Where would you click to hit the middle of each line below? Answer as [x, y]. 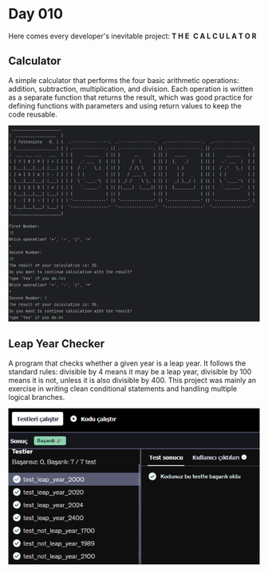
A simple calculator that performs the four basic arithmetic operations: [124, 80]
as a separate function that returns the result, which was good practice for [130, 97]
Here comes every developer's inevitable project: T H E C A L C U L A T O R [132, 36]
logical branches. [37, 397]
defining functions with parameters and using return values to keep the [125, 105]
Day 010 [36, 14]
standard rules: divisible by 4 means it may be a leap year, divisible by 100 [130, 371]
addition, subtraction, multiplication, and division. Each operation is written [131, 89]
